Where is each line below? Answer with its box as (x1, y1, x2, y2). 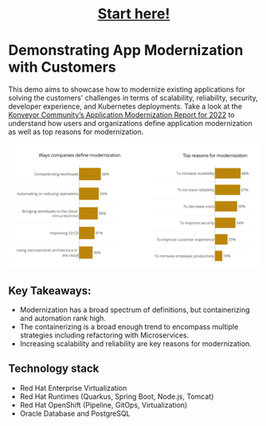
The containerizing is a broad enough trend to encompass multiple (19, 321, 239, 331)
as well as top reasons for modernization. (8, 127, 144, 136)
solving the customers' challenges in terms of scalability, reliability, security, (8, 93, 259, 103)
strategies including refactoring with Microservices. (19, 330, 190, 340)
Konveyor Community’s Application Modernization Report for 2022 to (8, 110, 235, 120)
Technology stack (8, 362, 100, 376)
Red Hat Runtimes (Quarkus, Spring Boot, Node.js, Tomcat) (19, 392, 214, 401)
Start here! (97, 5, 170, 23)
